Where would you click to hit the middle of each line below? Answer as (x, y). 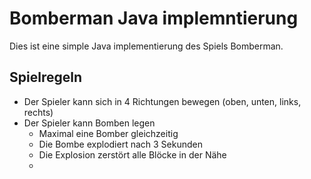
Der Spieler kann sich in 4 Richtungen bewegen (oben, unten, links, (162, 101)
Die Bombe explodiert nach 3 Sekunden (120, 144)
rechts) (38, 112)
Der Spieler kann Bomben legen (89, 123)
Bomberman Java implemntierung (154, 18)
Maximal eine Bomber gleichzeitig (108, 133)
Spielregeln (45, 77)
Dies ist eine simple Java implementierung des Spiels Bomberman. (146, 46)
